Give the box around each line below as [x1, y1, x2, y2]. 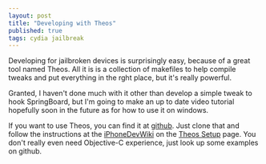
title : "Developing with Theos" [8, 19, 116, 27]
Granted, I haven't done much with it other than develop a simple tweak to [8, 89, 252, 98]
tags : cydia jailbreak [8, 34, 84, 42]
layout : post [8, 11, 52, 20]
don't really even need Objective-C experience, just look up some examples [8, 138, 259, 148]
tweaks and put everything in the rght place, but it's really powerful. [8, 73, 232, 82]
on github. [8, 146, 42, 156]
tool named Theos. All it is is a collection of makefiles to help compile [8, 65, 236, 74]
